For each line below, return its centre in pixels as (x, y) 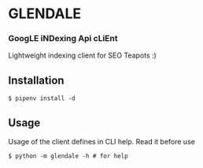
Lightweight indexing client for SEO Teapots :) (83, 55)
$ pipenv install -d (42, 99)
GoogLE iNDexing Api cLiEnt (63, 39)
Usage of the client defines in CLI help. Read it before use (101, 142)
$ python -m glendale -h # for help (68, 156)
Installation (36, 80)
